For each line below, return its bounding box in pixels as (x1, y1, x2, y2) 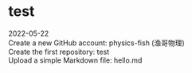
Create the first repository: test (8, 47, 110, 56)
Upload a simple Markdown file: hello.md (8, 55, 143, 65)
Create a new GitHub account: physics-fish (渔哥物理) (8, 38, 185, 48)
